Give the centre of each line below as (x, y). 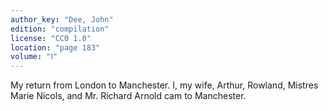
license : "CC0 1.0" (51, 38)
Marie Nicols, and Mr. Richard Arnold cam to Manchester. (128, 96)
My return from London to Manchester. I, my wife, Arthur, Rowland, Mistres (164, 85)
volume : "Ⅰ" (34, 57)
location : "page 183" (55, 47)
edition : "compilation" (60, 29)
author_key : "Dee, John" (62, 19)
